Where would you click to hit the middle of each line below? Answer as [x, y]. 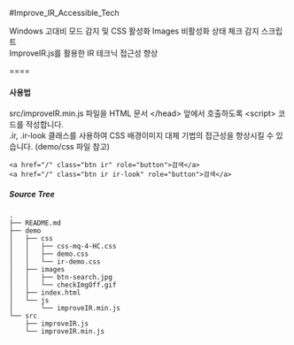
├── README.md [35, 223]
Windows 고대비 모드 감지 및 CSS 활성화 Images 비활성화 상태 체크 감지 [134, 31]
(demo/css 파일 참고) [73, 147]
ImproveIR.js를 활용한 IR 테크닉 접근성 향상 [84, 53]
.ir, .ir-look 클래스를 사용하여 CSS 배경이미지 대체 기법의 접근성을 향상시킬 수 [142, 135]
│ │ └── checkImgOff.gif [63, 285]
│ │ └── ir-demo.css [55, 262]
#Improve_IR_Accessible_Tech [64, 13]
